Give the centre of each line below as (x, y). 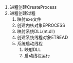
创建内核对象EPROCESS (41, 25)
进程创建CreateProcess (33, 7)
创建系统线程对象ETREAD (42, 37)
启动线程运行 (37, 55)
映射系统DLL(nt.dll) (36, 31)
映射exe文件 (29, 19)
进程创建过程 (22, 13)
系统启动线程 (30, 43)
